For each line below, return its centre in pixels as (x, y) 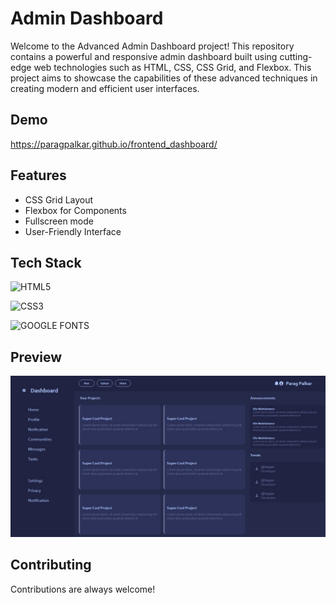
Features (38, 175)
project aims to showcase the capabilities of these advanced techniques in (164, 78)
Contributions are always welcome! (83, 589)
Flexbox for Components (75, 210)
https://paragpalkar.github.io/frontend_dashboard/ (114, 144)
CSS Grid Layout (59, 199)
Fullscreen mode (59, 221)
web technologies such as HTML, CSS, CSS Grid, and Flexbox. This (172, 67)
